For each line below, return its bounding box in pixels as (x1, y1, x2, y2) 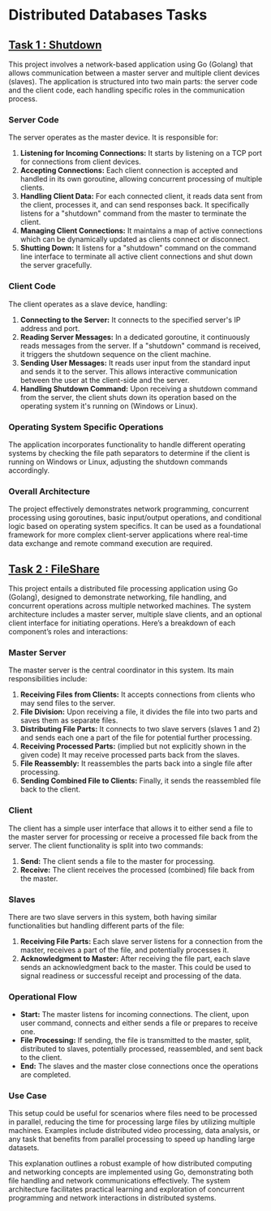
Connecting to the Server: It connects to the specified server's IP (19, 315, 241, 324)
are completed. (19, 1070, 71, 1080)
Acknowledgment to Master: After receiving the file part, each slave (19, 953, 251, 963)
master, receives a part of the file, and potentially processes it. (19, 945, 230, 955)
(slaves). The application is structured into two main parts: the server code (8, 77, 258, 86)
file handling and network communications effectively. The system (8, 1176, 231, 1186)
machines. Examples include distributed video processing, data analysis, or (8, 1126, 260, 1136)
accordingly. (8, 465, 50, 475)
